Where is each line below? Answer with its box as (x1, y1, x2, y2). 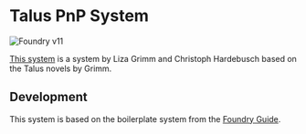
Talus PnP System (9, 5, 149, 26)
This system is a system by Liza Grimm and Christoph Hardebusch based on (9, 53, 297, 64)
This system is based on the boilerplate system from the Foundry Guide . (9, 113, 281, 124)
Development (9, 89, 89, 105)
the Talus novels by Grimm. (9, 63, 112, 74)
